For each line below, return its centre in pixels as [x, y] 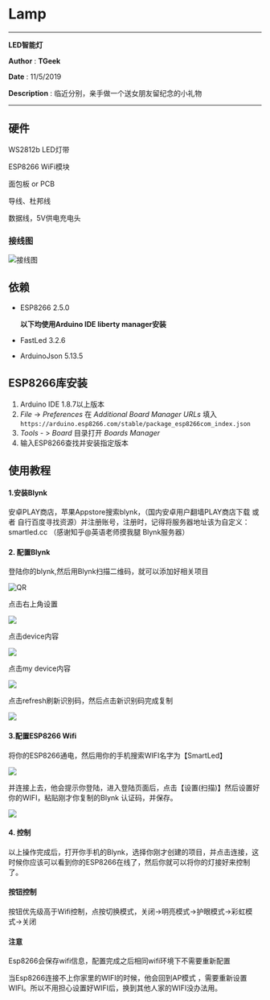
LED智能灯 [26, 44]
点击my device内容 [39, 668]
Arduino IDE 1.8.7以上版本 [62, 404]
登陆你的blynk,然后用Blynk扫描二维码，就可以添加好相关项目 [108, 572]
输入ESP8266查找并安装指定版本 [74, 443]
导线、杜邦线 [29, 200]
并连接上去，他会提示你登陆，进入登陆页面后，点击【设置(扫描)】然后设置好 [134, 787]
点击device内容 [33, 636]
